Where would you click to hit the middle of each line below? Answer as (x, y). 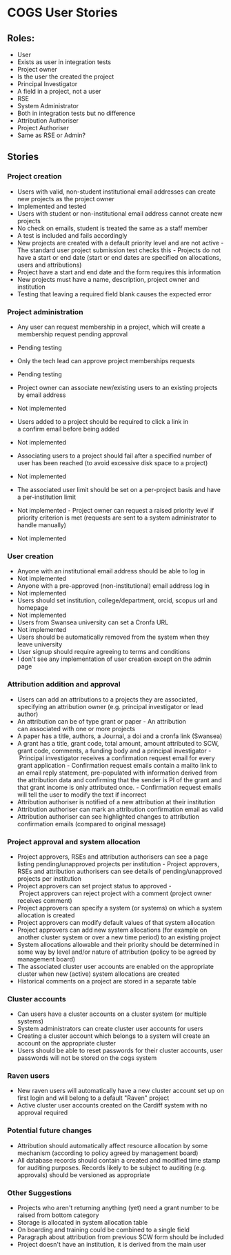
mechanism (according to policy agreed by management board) (108, 1153)
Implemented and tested (52, 206)
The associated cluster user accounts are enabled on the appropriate (115, 966)
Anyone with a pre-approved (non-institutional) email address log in (113, 586)
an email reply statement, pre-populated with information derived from (117, 773)
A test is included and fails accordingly (72, 235)
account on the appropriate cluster (66, 1043)
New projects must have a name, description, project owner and (108, 279)
